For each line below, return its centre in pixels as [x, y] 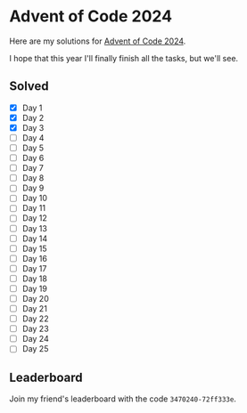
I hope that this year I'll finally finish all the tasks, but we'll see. [124, 58]
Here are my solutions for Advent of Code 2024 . [98, 41]
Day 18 [34, 279]
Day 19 [34, 288]
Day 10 [34, 198]
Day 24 [35, 339]
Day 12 [34, 218]
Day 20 [35, 298]
